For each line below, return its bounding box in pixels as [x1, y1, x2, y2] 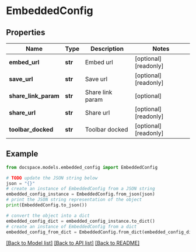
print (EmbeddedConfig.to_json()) [6, 202, 87, 208]
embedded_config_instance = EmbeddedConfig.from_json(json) [6, 191, 156, 197]
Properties [6, 27, 45, 37]
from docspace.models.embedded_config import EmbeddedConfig [6, 164, 158, 170]
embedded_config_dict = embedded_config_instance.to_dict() [6, 218, 156, 224]
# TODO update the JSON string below [6, 175, 98, 181]
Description [90, 45, 124, 53]
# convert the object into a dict [6, 212, 90, 219]
